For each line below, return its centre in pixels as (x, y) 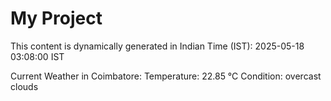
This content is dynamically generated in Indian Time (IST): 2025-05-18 (157, 46)
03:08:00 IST (37, 56)
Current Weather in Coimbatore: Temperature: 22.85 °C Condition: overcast (166, 76)
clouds (24, 86)
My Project (56, 18)
